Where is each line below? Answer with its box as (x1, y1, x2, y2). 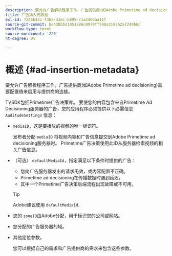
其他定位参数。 (12, 234, 45, 240)
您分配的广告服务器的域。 (12, 223, 67, 229)
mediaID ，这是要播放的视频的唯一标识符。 (12, 123, 101, 129)
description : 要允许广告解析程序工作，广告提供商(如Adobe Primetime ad (5, 7, 147, 13)
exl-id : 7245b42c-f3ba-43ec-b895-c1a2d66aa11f (5, 17, 106, 22)
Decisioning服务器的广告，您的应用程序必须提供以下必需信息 (5, 105, 134, 111)
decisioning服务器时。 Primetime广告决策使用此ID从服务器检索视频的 (12, 140, 159, 146)
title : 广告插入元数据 (5, 12, 49, 17)
